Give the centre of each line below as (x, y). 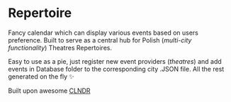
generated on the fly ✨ (41, 76)
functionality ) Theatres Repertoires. (60, 47)
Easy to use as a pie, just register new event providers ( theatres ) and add (115, 61)
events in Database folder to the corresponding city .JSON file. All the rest (116, 69)
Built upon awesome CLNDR (49, 91)
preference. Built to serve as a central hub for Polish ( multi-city (100, 40)
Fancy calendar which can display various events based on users (103, 33)
